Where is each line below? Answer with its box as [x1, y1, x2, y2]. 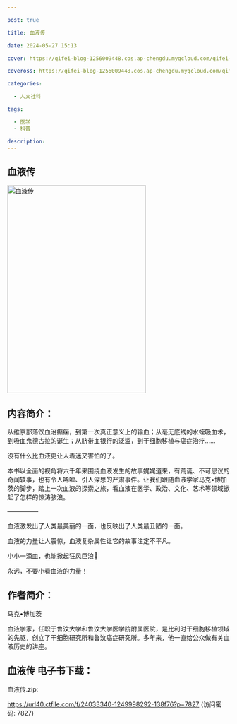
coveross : [7, 68, 37, 75]
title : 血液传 [7, 29, 46, 36]
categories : [7, 81, 42, 88]
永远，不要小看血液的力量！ [7, 566, 88, 575]
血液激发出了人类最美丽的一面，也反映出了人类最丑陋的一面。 [7, 522, 187, 530]
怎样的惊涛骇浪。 [19, 493, 69, 502]
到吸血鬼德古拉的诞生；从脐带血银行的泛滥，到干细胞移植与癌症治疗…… [7, 437, 217, 445]
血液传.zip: [7, 684, 39, 693]
